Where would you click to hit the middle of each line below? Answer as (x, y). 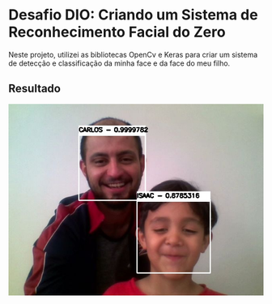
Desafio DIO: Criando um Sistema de (133, 15)
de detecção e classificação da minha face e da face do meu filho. (119, 63)
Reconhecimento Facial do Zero (117, 32)
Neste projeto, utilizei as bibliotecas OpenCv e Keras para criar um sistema (133, 54)
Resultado (34, 89)
